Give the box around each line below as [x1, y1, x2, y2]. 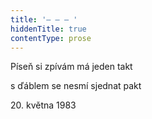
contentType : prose [10, 33, 92, 43]
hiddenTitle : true [10, 24, 87, 34]
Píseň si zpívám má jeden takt [10, 61, 133, 73]
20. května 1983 [10, 99, 77, 111]
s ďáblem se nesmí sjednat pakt [10, 80, 142, 92]
